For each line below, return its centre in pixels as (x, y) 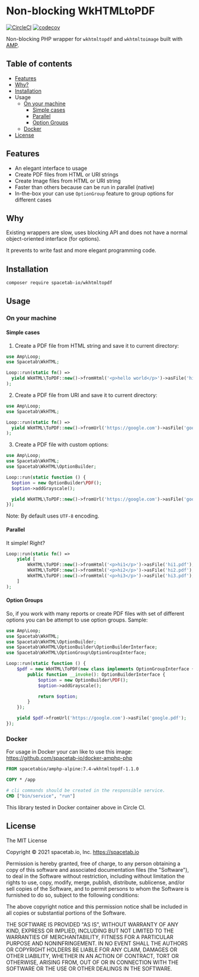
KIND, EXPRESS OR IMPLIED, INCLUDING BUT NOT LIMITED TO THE (90, 931)
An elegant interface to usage (51, 168)
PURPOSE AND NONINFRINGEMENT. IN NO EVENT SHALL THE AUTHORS (97, 943)
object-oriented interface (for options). (53, 239)
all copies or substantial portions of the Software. (66, 913)
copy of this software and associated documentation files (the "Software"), (98, 869)
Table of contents (39, 64)
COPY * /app (21, 780)
